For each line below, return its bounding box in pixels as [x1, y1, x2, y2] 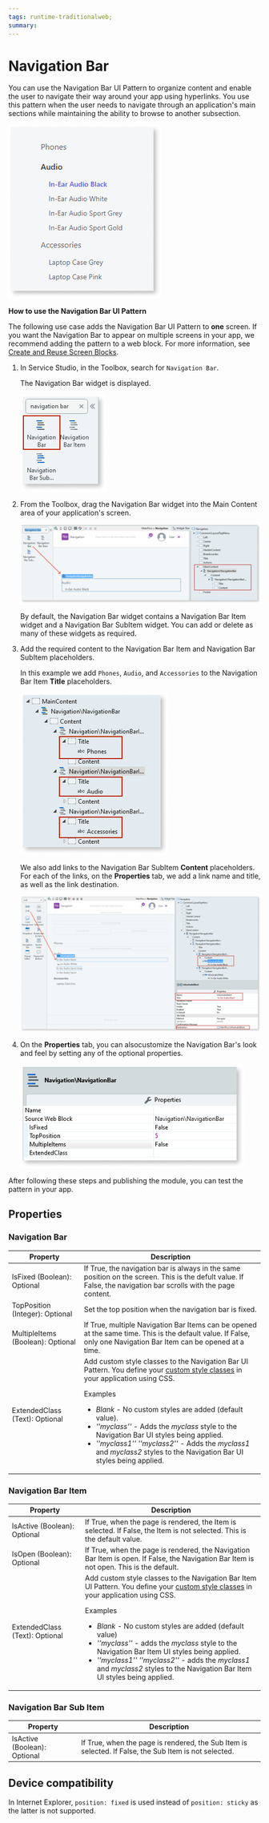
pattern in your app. [8, 1184, 74, 1194]
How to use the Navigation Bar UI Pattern [8, 307, 147, 316]
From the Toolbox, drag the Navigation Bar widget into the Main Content [19, 500, 258, 509]
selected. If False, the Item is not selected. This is [85, 1525, 247, 1535]
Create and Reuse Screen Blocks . [8, 347, 118, 357]
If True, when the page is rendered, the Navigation [85, 1545, 251, 1555]
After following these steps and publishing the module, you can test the [8, 1175, 243, 1185]
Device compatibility [8, 1776, 114, 1789]
